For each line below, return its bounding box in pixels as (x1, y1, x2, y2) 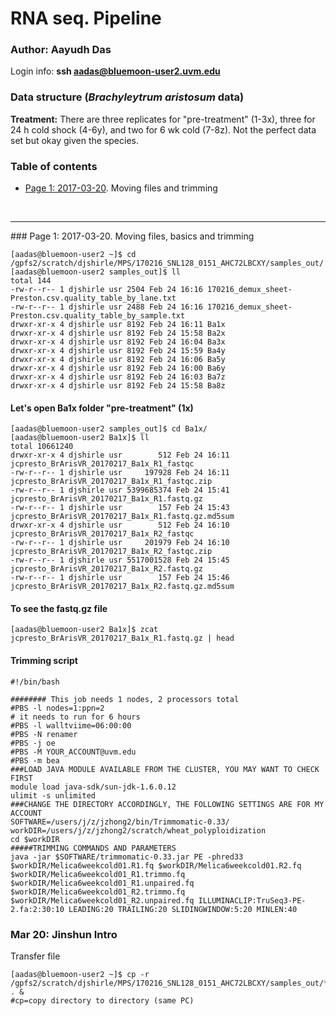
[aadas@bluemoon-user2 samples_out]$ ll (10, 267, 182, 277)
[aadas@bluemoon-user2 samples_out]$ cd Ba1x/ (10, 424, 208, 434)
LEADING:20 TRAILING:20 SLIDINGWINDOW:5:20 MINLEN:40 (68, 904, 298, 914)
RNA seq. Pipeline (10, 7, 162, 30)
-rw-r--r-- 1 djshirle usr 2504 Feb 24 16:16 (10, 285, 203, 295)
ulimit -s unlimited (10, 790, 97, 801)
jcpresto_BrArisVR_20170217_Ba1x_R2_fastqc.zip (10, 547, 213, 557)
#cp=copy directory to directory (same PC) (10, 995, 195, 1006)
